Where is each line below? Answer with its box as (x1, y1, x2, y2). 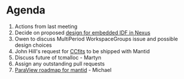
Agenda (6, 4, 45, 17)
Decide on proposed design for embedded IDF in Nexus (14, 29, 150, 36)
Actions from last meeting (14, 23, 78, 30)
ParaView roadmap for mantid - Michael (14, 66, 112, 73)
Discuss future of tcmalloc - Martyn (14, 54, 101, 61)
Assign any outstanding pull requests (14, 60, 105, 67)
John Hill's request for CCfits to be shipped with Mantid (14, 47, 150, 54)
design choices (14, 42, 52, 49)
